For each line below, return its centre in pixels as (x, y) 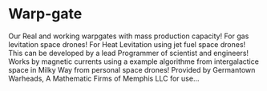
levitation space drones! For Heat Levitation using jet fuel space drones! (127, 44)
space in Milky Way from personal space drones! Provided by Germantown (132, 69)
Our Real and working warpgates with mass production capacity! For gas (129, 36)
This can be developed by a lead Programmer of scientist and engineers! (129, 53)
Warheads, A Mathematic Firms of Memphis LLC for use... (104, 78)
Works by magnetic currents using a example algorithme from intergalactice (133, 61)
